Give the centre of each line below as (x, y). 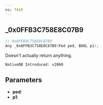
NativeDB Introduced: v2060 (34, 65)
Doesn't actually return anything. (39, 56)
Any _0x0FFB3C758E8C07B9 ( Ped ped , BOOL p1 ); (52, 46)
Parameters (24, 80)
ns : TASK (14, 10)
